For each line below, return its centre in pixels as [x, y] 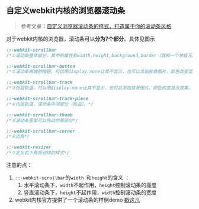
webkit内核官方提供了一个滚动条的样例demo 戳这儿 [77, 200]
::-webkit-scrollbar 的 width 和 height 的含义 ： [72, 178]
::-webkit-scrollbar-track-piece [47, 99]
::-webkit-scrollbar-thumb [39, 115]
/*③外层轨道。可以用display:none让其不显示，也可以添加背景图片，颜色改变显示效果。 [99, 88]
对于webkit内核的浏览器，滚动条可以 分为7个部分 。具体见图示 [81, 39]
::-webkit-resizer [29, 147]
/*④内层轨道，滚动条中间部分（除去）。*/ [50, 104]
